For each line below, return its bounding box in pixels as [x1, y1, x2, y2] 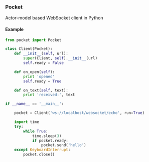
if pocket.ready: [32, 138, 69, 143]
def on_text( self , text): [14, 87, 69, 93]
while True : [23, 128, 49, 133]
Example [5, 26, 24, 32]
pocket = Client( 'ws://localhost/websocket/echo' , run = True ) [14, 110, 144, 115]
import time [14, 119, 39, 124]
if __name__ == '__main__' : [5, 101, 64, 106]
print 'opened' [23, 74, 55, 79]
